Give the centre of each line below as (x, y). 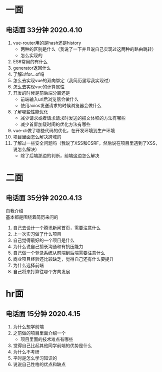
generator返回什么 (32, 68)
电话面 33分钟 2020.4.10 (44, 30)
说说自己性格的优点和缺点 (39, 364)
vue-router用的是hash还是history (47, 43)
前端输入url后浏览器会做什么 (49, 99)
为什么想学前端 (28, 327)
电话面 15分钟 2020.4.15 (43, 314)
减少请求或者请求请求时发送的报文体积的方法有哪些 (73, 118)
